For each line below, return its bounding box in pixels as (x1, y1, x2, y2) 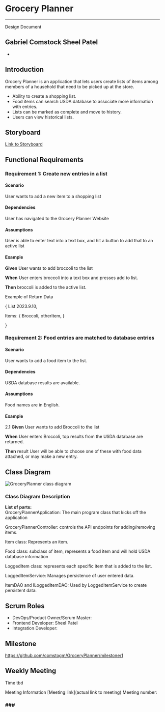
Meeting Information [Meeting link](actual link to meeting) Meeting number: (5, 689, 158, 695)
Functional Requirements (5, 155, 83, 164)
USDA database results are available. (5, 379, 80, 386)
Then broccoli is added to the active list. (5, 284, 87, 290)
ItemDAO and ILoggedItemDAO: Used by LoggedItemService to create (5, 582, 147, 588)
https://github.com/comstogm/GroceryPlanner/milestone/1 (5, 652, 124, 658)
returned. (5, 439, 24, 445)
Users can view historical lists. (12, 114, 74, 120)
